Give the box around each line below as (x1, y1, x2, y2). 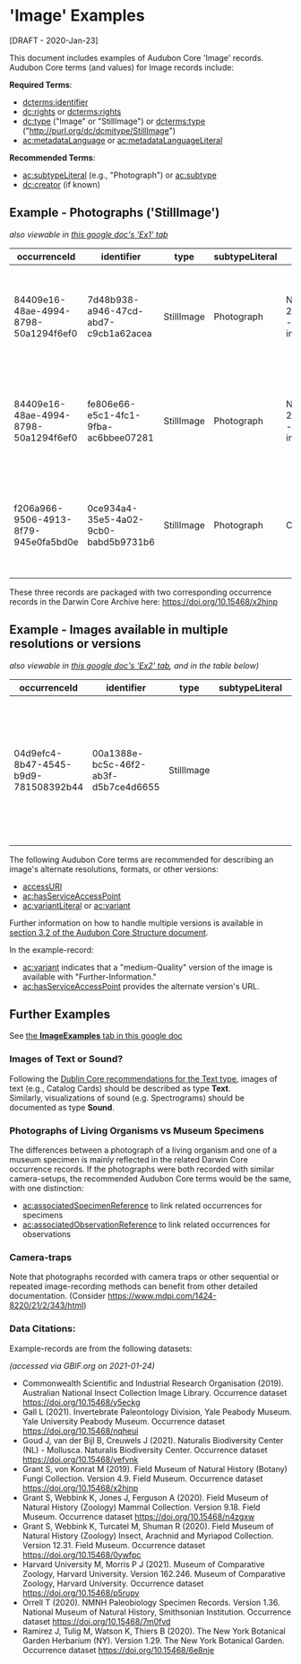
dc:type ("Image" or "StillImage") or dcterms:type (21, 116, 206, 126)
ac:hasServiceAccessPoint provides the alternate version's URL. (21, 980, 260, 991)
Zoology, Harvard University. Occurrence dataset (21, 1578, 204, 1589)
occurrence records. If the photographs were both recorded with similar (9, 1163, 275, 1174)
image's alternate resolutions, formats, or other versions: (9, 863, 219, 875)
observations (21, 1228, 72, 1239)
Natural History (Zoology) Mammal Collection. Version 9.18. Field (21, 1502, 261, 1512)
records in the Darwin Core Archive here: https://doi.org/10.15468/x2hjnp (9, 596, 279, 606)
